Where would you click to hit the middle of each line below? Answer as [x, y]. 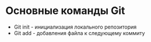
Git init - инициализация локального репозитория [75, 27]
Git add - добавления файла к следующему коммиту [79, 33]
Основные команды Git [65, 11]
